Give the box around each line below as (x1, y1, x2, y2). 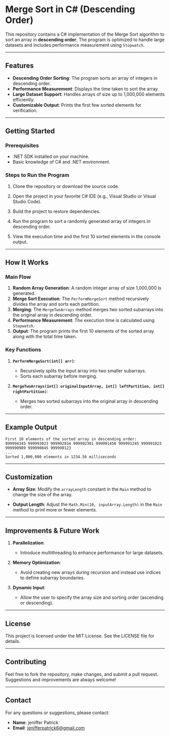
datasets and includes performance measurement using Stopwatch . (5, 42, 145, 48)
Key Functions (5, 346, 41, 354)
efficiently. (12, 97, 35, 103)
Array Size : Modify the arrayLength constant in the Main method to (12, 486, 152, 492)
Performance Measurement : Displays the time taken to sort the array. (12, 85, 159, 92)
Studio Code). (12, 198, 42, 204)
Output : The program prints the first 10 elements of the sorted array (12, 328, 154, 334)
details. (5, 638, 21, 644)
